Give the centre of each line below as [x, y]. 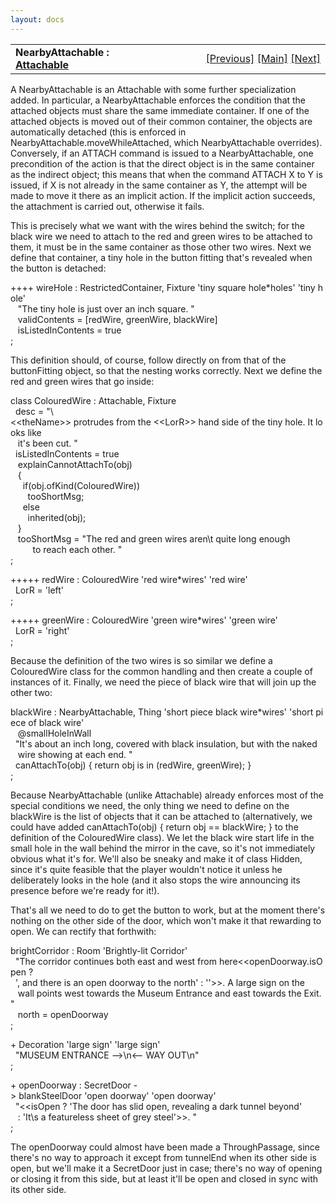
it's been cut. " [47, 443]
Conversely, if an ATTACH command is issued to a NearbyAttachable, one [162, 153]
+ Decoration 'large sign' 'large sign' [85, 1044]
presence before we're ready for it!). [85, 890]
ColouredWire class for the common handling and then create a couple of [161, 671]
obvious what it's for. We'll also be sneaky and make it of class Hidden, [156, 858]
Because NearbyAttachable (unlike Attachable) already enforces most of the [167, 795]
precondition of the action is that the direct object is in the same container [162, 163]
